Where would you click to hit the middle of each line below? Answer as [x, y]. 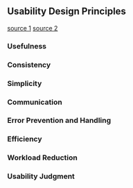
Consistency [29, 65]
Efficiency [25, 139]
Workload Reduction [42, 157]
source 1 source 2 [33, 28]
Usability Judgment [41, 176]
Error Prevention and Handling [59, 121]
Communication [35, 102]
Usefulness [27, 46]
